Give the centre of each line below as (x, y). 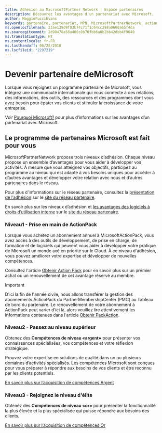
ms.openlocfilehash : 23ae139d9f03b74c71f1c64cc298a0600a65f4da (70, 28)
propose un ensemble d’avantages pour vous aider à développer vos (73, 162)
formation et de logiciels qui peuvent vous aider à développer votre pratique (80, 245)
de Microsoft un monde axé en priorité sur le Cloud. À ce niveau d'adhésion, (81, 251)
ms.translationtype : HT (29, 37)
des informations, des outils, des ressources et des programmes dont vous (80, 98)
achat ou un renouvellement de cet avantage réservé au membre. (70, 275)
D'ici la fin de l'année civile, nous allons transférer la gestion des (69, 294)
